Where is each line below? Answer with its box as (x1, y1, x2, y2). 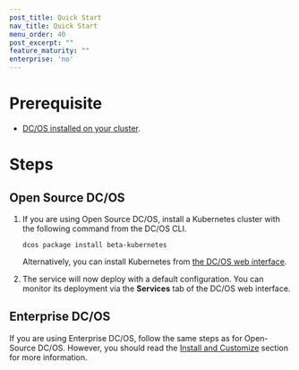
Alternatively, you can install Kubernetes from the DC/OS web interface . (21, 256, 287, 267)
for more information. (9, 351, 88, 363)
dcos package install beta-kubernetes (21, 240, 167, 249)
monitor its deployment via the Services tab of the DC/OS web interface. (21, 283, 291, 294)
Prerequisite (9, 93, 103, 114)
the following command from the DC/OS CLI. (21, 223, 187, 234)
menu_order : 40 (9, 30, 66, 39)
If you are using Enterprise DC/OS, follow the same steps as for (9, 332, 243, 343)
